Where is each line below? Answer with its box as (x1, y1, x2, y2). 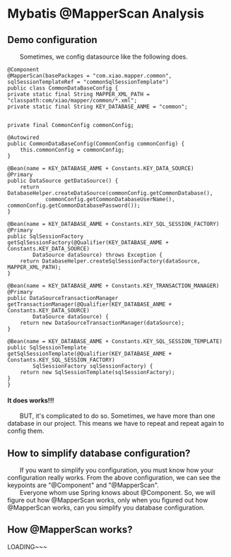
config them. (7, 426, 45, 436)
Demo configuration (7, 34, 97, 46)
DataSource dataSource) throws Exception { (32, 251, 162, 258)
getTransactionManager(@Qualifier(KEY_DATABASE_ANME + (7, 301, 172, 308)
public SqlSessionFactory (7, 233, 83, 240)
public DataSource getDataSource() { (7, 177, 119, 184)
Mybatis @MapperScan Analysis (7, 6, 205, 22)
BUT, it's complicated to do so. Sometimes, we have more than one (20, 412, 215, 420)
